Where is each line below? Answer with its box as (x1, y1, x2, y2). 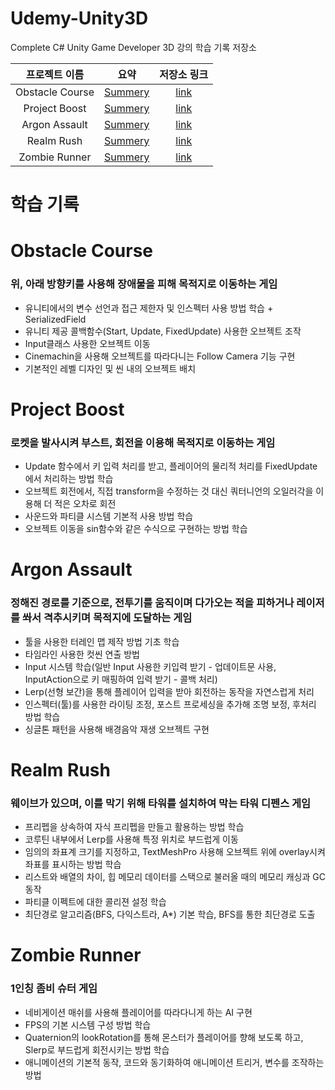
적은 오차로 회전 (54, 498, 117, 510)
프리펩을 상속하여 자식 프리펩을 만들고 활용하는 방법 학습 (24, 821, 245, 833)
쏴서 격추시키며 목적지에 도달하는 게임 (21, 611, 193, 625)
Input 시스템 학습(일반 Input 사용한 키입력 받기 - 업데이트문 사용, (24, 660, 277, 672)
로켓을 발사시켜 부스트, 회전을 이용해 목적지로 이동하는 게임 (10, 435, 276, 449)
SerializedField (24, 313, 87, 325)
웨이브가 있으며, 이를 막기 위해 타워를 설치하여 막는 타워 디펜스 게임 (10, 796, 312, 810)
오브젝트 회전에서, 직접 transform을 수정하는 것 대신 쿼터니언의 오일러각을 (24, 485, 314, 497)
